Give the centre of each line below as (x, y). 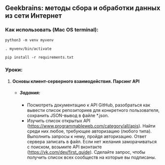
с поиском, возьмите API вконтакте (64, 147)
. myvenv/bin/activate (28, 49)
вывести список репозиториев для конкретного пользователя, (93, 110)
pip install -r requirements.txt (39, 57)
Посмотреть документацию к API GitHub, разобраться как (89, 105)
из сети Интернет (33, 16)
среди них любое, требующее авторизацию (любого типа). (89, 131)
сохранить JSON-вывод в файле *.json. (68, 116)
